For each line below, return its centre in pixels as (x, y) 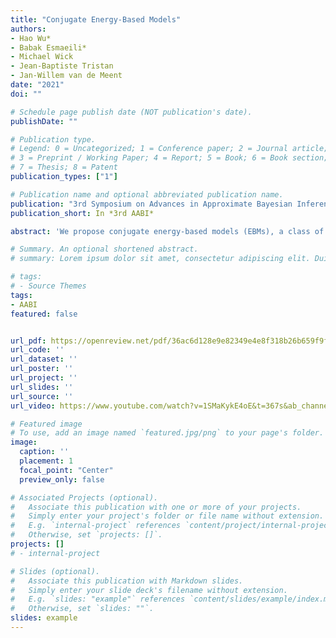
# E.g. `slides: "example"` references (98, 599)
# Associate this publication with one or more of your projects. (156, 507)
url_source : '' (42, 396)
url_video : (33, 406)
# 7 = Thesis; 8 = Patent (64, 167)
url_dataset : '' (44, 359)
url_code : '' (37, 350)
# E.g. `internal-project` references (96, 526)
